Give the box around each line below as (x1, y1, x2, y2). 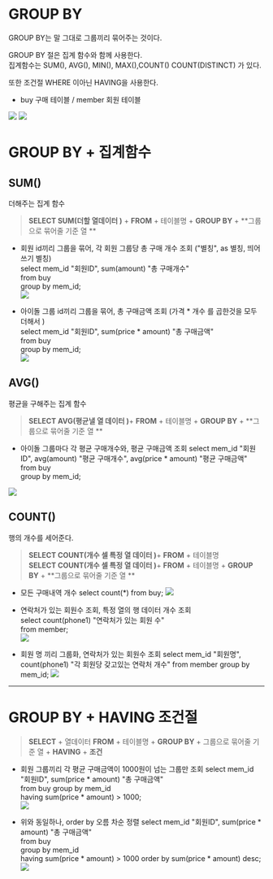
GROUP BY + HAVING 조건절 (8, 708, 198, 726)
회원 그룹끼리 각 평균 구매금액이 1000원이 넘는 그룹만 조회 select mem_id (19, 764, 254, 773)
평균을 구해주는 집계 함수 (8, 398, 87, 408)
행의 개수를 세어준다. (8, 533, 74, 542)
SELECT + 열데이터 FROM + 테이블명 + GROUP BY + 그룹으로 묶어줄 (28, 737, 252, 746)
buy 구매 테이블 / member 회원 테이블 (19, 94, 141, 104)
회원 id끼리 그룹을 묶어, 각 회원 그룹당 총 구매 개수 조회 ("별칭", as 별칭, (19, 243, 246, 253)
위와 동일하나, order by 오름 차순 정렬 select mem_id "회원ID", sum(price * (19, 816, 262, 826)
